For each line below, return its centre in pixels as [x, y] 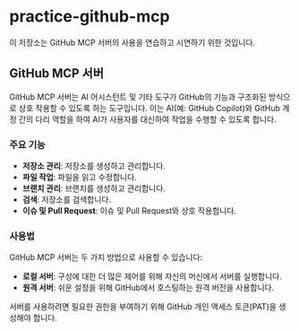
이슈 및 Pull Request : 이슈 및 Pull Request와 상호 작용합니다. [129, 211]
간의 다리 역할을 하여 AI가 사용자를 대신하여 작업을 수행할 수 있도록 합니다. [147, 119]
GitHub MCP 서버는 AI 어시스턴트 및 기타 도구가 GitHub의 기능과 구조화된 [138, 97]
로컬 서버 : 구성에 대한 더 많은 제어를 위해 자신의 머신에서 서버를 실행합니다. [152, 276]
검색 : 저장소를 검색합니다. [67, 200]
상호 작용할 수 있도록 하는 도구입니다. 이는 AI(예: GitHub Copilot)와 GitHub [149, 108]
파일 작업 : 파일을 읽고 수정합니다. [79, 178]
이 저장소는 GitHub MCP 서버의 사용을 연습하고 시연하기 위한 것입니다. [132, 42]
